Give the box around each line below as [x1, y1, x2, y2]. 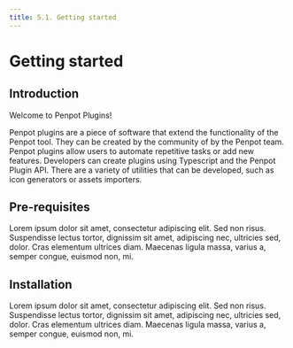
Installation [9, 276, 73, 292]
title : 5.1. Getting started [9, 12, 117, 22]
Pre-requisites [9, 200, 90, 215]
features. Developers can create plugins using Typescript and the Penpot [9, 155, 276, 166]
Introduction [9, 86, 80, 102]
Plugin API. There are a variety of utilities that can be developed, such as [9, 165, 274, 175]
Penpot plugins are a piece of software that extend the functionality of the [9, 127, 279, 137]
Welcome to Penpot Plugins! [9, 110, 112, 120]
